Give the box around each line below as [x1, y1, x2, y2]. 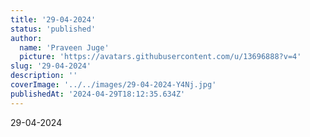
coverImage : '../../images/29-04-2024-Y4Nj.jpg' [10, 80, 217, 90]
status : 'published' [10, 24, 97, 34]
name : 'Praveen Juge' [19, 42, 110, 53]
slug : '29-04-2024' [10, 61, 92, 71]
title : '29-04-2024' [10, 14, 97, 25]
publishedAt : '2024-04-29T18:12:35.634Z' [10, 89, 186, 99]
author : [10, 33, 43, 43]
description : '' [10, 71, 78, 81]
